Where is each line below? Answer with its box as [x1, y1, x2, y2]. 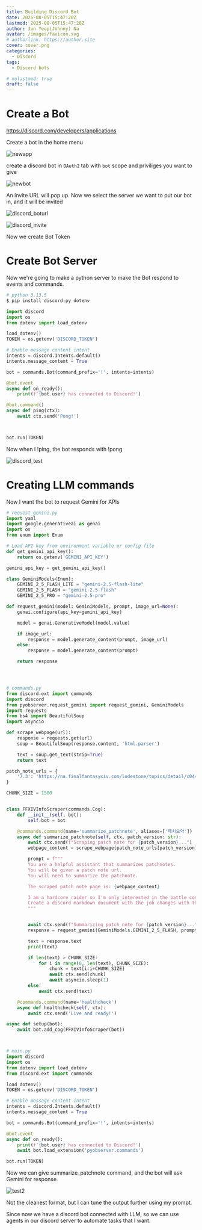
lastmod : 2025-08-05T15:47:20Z [6, 20, 85, 26]
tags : [6, 59, 20, 65]
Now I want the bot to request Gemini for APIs [6, 498, 120, 505]
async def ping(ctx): [6, 407, 61, 414]
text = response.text [28, 938, 82, 944]
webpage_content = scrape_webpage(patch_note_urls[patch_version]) [28, 845, 200, 851]
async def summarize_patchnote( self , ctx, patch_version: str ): [17, 834, 182, 840]
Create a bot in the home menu [6, 139, 83, 146]
